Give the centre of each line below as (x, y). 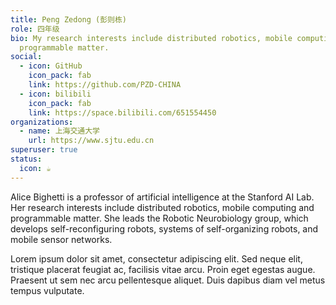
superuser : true (44, 150)
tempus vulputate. (47, 290)
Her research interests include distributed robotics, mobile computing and (162, 207)
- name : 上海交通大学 (59, 131)
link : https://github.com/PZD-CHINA (105, 85)
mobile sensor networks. (61, 239)
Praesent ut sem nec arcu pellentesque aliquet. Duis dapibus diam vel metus (168, 280)
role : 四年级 (35, 29)
